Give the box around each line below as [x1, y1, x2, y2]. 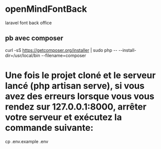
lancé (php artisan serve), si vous [5, 80, 145, 91]
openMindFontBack [5, 3, 87, 15]
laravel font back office [5, 20, 52, 26]
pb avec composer [5, 34, 64, 42]
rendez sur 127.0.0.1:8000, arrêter [5, 101, 147, 112]
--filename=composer [41, 52, 86, 58]
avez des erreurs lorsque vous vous [5, 90, 155, 102]
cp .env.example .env [5, 138, 48, 144]
